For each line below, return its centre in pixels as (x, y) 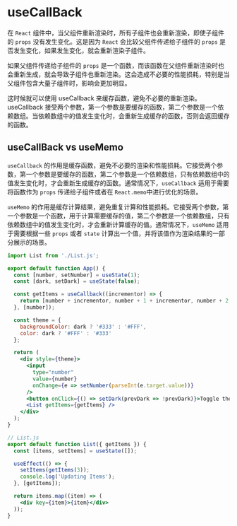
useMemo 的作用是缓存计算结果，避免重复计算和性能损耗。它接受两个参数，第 (118, 206)
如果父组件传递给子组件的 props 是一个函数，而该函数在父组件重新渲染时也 (116, 65)
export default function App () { (56, 268)
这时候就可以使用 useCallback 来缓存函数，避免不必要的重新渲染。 (104, 98)
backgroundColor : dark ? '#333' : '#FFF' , (83, 327)
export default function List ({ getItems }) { (77, 444)
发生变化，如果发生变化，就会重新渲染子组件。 (81, 50)
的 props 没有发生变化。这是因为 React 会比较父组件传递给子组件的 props (113, 41)
